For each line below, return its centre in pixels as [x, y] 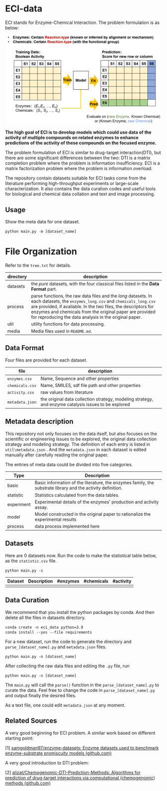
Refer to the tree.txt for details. [38, 265]
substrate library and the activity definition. [79, 488]
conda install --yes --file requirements [49, 632]
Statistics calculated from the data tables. [77, 495]
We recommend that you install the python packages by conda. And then [80, 612]
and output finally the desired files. [41, 695]
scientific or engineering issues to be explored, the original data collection [81, 439]
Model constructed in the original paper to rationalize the [92, 514]
